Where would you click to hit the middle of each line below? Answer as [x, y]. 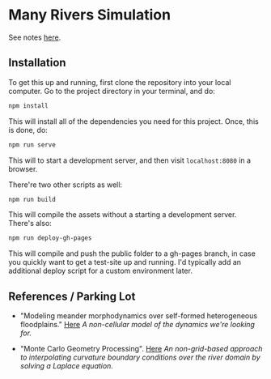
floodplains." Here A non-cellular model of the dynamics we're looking [137, 325]
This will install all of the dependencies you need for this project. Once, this [133, 121]
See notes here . [35, 37]
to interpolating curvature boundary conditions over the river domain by [140, 357]
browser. [23, 168]
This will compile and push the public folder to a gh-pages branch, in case [132, 253]
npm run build [32, 199]
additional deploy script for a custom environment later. [100, 271]
